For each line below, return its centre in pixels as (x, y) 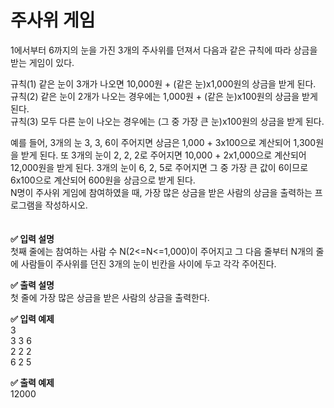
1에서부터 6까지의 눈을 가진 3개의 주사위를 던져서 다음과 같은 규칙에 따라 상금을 (164, 50)
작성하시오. (66, 205)
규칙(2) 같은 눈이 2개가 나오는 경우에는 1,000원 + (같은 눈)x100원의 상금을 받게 (164, 96)
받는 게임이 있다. (42, 62)
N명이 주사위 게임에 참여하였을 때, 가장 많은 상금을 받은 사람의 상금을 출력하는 (161, 192)
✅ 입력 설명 (32, 238)
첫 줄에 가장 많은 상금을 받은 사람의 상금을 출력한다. (110, 297)
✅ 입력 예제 (32, 318)
